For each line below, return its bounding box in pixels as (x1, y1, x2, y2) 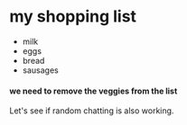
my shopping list (9, 6, 137, 27)
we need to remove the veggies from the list (9, 85, 178, 96)
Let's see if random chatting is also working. (9, 105, 174, 116)
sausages (22, 65, 59, 76)
